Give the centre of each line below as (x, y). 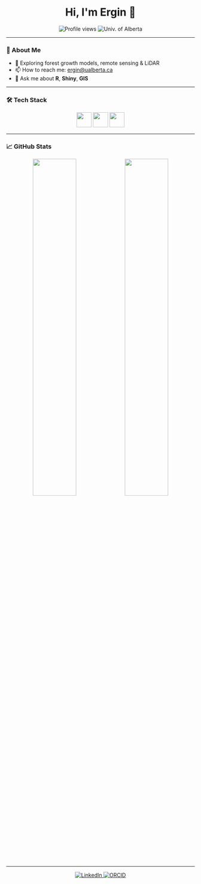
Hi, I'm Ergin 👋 (100, 12)
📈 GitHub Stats (29, 146)
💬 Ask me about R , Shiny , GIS (51, 79)
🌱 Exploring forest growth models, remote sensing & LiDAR (87, 63)
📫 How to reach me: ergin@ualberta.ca (64, 70)
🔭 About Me (24, 50)
